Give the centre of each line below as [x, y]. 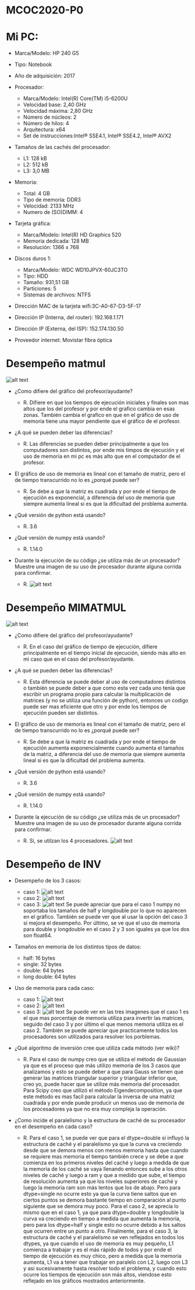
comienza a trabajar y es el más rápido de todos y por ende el [97, 1250]
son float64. [38, 935]
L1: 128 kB [35, 158]
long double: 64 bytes [49, 977]
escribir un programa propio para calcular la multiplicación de [97, 694]
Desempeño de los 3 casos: [48, 880]
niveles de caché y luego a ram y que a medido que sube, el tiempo [104, 1175]
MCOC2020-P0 [45, 10]
